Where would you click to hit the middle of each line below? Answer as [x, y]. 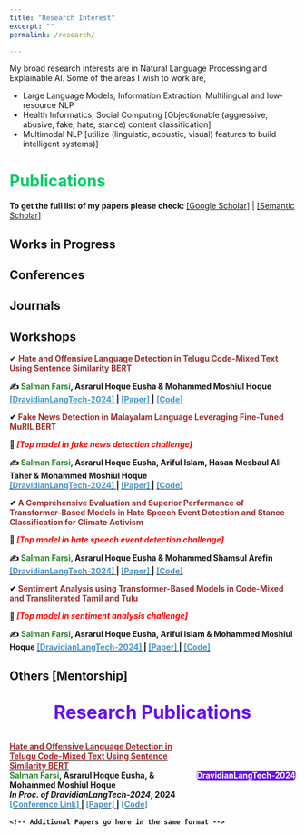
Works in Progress [63, 244]
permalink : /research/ [52, 35]
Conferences [47, 275]
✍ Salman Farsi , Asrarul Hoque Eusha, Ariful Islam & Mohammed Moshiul [151, 634]
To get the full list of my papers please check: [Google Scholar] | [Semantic [152, 206]
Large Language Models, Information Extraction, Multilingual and [143, 95]
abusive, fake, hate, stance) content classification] [117, 124]
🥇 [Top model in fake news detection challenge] [101, 444]
